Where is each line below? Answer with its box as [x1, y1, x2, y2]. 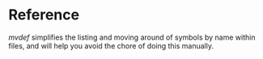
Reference [8, 6, 79, 24]
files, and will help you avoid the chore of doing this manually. [8, 40, 214, 50]
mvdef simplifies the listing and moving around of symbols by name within [8, 32, 256, 42]
